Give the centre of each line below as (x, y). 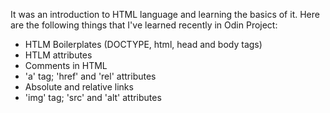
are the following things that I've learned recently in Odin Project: (144, 25)
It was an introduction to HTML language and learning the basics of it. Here (165, 14)
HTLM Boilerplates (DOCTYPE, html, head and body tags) (143, 44)
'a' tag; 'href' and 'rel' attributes (90, 76)
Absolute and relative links (79, 87)
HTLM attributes (58, 55)
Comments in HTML (66, 65)
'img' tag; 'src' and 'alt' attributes (93, 97)
